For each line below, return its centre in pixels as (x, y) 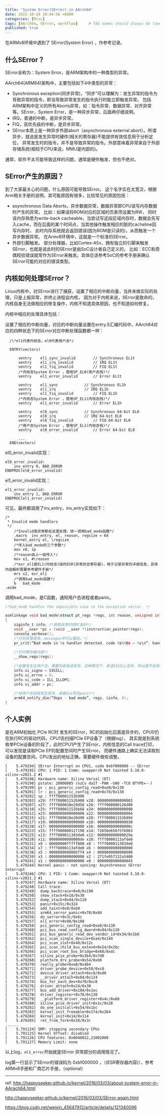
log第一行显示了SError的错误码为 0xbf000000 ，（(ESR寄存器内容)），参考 (79, 1062)
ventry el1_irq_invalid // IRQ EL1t (68, 362)
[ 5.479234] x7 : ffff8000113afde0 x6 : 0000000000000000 (69, 848)
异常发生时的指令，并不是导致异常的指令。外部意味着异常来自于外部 (91, 142)
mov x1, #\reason (32, 559)
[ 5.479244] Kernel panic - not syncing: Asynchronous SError (73, 865)
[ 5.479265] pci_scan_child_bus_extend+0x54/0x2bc (62, 947)
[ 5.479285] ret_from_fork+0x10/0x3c (48, 1020)
